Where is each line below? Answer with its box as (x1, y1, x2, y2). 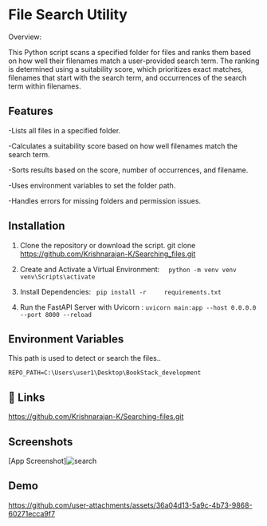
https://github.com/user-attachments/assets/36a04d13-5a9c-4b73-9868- (8, 500, 253, 510)
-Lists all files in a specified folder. (8, 125, 121, 135)
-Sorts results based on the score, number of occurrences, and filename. (8, 165, 249, 175)
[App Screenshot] (8, 457, 67, 465)
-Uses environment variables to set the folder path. (8, 180, 176, 190)
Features (8, 105, 53, 118)
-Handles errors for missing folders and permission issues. (8, 196, 202, 205)
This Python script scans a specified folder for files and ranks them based (8, 47, 251, 57)
